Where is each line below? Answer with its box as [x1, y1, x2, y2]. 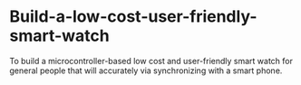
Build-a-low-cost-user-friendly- [9, 6, 257, 27]
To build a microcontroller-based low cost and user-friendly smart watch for [9, 55, 293, 66]
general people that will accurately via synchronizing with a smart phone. [9, 65, 283, 76]
